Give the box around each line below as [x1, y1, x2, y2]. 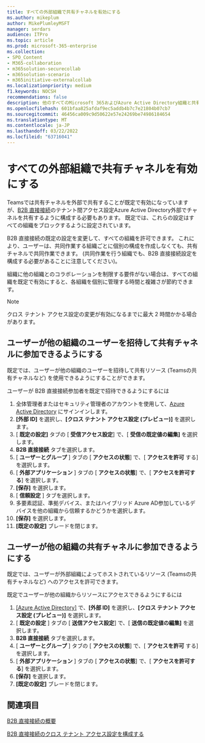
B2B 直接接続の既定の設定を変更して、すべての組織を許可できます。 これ [7, 234, 189, 242]
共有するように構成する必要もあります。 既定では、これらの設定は [23, 214, 189, 221]
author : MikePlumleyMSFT [7, 20, 70, 26]
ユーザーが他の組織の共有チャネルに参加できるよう [7, 542, 198, 553]
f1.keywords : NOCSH [7, 89, 57, 95]
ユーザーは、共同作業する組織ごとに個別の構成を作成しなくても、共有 [23, 242, 198, 249]
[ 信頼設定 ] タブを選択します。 [15, 491, 94, 499]
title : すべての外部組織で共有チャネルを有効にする [7, 9, 121, 15]
